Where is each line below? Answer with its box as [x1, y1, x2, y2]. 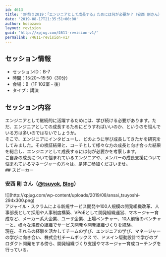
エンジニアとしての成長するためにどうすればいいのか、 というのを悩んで [13, 124, 161, 129]
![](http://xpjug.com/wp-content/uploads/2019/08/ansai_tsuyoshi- [5, 192, 140, 198]
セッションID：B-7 [12, 68, 51, 74]
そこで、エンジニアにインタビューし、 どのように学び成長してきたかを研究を [5, 136, 161, 142]
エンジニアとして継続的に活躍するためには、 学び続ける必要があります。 [5, 117, 152, 123]
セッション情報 [5, 55, 51, 63]
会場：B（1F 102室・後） [12, 81, 63, 87]
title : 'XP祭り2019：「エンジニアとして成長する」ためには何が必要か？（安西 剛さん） [5, 12, 162, 17]
